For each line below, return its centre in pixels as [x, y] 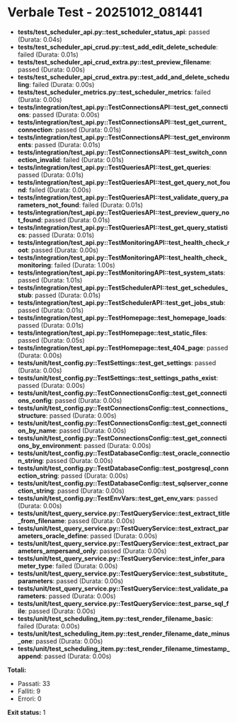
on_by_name [37, 430]
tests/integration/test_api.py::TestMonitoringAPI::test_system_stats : [121, 273]
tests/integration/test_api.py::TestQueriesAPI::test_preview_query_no [123, 212]
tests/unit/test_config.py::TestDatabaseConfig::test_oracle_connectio [123, 453]
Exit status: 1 [27, 712]
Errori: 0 [29, 699]
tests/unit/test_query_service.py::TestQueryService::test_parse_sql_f [123, 603]
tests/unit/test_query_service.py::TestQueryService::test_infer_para [121, 558]
